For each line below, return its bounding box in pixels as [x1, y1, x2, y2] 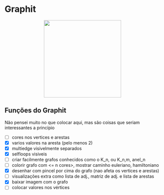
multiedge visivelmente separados [11, 145, 82, 151]
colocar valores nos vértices [11, 185, 70, 191]
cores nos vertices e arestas [11, 134, 70, 140]
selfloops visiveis [11, 151, 47, 157]
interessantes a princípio [4, 125, 55, 131]
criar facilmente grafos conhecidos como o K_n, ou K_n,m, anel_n [11, 157, 146, 162]
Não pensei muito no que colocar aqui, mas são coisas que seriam [4, 119, 140, 125]
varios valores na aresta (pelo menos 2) [11, 140, 93, 146]
